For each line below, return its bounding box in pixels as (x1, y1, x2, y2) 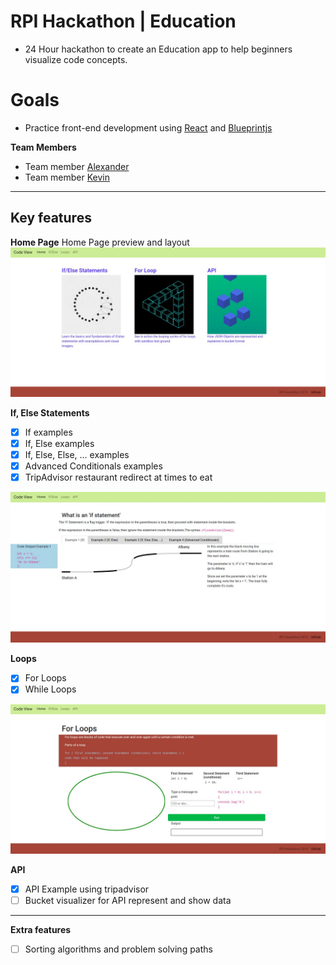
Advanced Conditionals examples (24, 460, 163, 472)
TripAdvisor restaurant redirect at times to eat (24, 471, 213, 484)
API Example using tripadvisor (24, 883, 150, 895)
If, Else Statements (10, 406, 90, 419)
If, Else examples (24, 437, 95, 449)
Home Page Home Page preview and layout (10, 236, 190, 248)
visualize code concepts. (24, 53, 128, 65)
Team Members (10, 141, 77, 153)
